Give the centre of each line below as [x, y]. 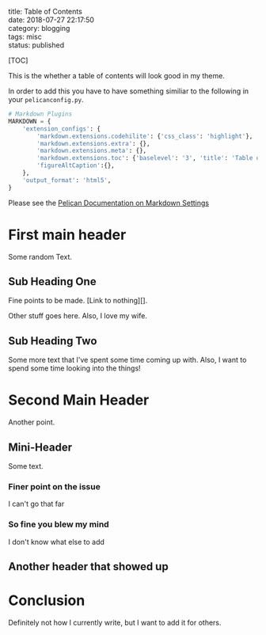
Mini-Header [40, 447]
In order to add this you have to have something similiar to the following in [129, 91]
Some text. [26, 466]
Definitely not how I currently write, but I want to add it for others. [115, 622]
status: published [36, 45]
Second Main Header [79, 400]
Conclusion [47, 601]
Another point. [32, 422]
